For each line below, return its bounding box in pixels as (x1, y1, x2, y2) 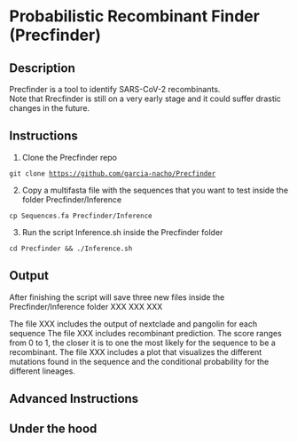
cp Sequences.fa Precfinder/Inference (9, 211, 152, 220)
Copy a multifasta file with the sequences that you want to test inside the (21, 185, 289, 195)
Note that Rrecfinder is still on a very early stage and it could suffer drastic (9, 93, 282, 104)
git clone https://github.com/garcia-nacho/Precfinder (9, 169, 216, 178)
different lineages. (9, 366, 75, 376)
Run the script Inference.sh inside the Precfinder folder (21, 226, 223, 237)
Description (9, 60, 75, 75)
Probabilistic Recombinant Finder (9, 6, 260, 27)
